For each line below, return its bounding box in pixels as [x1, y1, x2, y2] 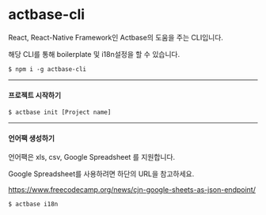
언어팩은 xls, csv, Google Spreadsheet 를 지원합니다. [8, 153, 176, 162]
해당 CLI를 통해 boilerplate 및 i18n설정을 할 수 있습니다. [8, 49, 180, 58]
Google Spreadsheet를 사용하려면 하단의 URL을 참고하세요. [8, 169, 195, 179]
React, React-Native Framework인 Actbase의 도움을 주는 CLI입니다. [8, 32, 224, 42]
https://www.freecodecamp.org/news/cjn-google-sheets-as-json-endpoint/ [8, 185, 256, 194]
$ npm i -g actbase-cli [8, 65, 87, 73]
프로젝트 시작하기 [8, 90, 62, 100]
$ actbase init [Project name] [8, 108, 112, 116]
